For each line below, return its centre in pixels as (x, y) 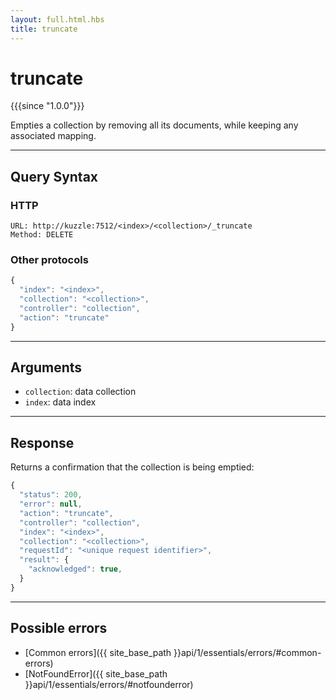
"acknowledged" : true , (75, 569)
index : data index (60, 402)
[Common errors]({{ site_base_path (98, 652)
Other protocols (49, 260)
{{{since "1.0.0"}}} (47, 106)
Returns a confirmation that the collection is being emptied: (132, 467)
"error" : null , (51, 504)
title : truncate (44, 29)
